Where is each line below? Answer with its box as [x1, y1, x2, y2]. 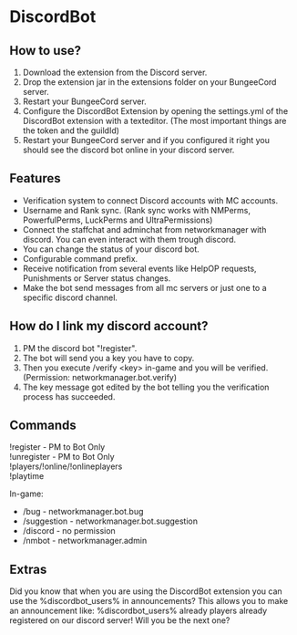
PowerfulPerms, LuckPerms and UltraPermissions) [22, 214, 213, 225]
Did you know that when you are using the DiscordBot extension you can [9, 586, 282, 597]
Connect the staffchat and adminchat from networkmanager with [22, 224, 267, 234]
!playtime [9, 471, 45, 482]
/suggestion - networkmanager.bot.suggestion [22, 515, 199, 526]
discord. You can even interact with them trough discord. [22, 234, 237, 245]
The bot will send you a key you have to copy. [22, 352, 195, 363]
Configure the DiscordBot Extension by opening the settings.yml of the [22, 106, 289, 116]
